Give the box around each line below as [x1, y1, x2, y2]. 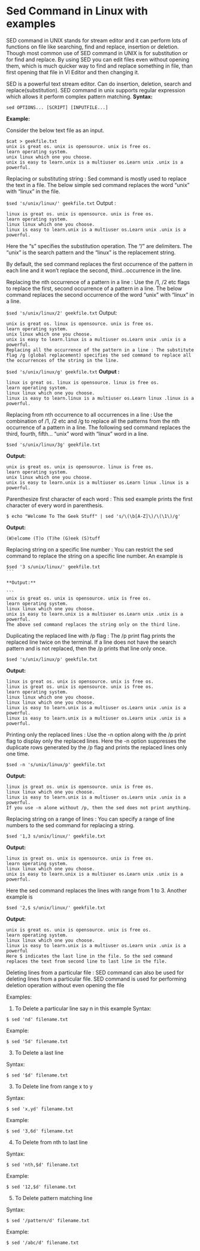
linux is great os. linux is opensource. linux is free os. [6, 379, 160, 385]
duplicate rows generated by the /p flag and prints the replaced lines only [6, 743, 187, 750]
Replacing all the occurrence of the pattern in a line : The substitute [6, 346, 195, 353]
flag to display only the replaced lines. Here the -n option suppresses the [6, 737, 186, 744]
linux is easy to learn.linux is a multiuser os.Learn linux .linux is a [6, 395, 195, 401]
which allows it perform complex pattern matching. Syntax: [6, 93, 153, 100]
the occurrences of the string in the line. [6, 357, 119, 363]
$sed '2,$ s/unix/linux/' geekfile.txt [6, 905, 106, 911]
